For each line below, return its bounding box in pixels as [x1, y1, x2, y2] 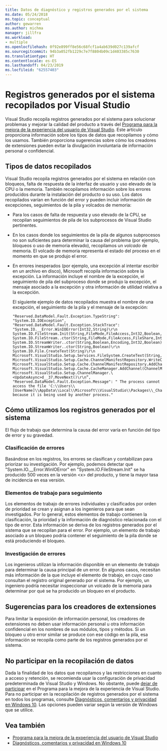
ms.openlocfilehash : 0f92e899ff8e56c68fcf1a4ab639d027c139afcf [5, 44, 140, 49]
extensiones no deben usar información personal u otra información [5, 621, 145, 627]
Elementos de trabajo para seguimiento [5, 489, 102, 496]
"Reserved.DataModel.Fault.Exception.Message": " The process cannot [12, 379, 161, 384]
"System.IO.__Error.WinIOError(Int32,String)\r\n [12, 327, 118, 332]
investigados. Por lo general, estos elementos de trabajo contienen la [5, 511, 147, 517]
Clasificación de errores [5, 445, 65, 451]
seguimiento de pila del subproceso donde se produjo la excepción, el [12, 279, 157, 285]
